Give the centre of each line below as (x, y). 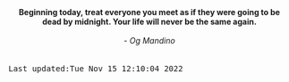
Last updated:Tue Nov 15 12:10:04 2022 (96, 69)
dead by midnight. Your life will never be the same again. (149, 21)
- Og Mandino (149, 41)
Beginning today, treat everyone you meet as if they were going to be (149, 12)
